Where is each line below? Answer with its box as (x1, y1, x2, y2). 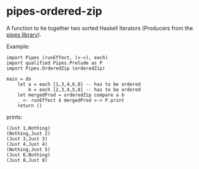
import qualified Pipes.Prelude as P (6, 60, 103, 66)
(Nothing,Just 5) (6, 146, 51, 153)
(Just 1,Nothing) (6, 125, 51, 131)
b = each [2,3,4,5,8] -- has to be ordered (28, 87, 141, 93)
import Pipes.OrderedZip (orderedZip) (6, 65, 105, 71)
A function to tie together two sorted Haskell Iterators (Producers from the (6, 24, 193, 32)
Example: (6, 43, 30, 50)
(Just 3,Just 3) (6, 135, 48, 142)
